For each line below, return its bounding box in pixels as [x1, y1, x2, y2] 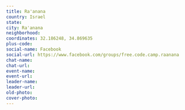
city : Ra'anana [6, 24, 43, 31]
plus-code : [6, 41, 33, 47]
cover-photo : [6, 95, 38, 101]
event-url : [6, 73, 33, 79]
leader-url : [6, 84, 35, 90]
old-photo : [6, 90, 33, 95]
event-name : [6, 68, 35, 74]
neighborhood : [6, 30, 41, 36]
